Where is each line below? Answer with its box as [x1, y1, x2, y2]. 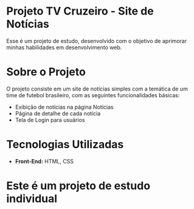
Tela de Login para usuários [15, 116, 85, 123]
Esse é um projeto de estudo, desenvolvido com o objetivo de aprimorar [6, 37, 187, 44]
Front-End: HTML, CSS [15, 157, 74, 165]
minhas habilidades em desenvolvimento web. [6, 44, 122, 51]
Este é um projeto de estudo [6, 179, 151, 193]
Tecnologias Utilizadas [6, 138, 124, 151]
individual [6, 192, 58, 205]
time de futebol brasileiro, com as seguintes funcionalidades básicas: [6, 91, 180, 98]
